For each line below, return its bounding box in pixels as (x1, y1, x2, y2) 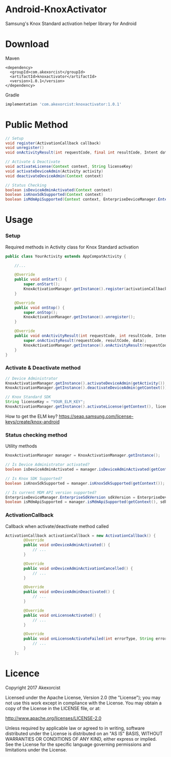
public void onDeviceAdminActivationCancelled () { (23, 566, 133, 571)
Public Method (5, 119, 68, 131)
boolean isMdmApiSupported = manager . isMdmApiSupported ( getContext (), (5, 499, 158, 504)
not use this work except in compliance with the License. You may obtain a (5, 700, 162, 706)
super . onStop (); (23, 310, 58, 315)
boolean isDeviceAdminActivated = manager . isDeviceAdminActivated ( (5, 467, 152, 472)
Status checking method (5, 431, 68, 438)
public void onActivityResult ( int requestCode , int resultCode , (14, 333, 154, 339)
